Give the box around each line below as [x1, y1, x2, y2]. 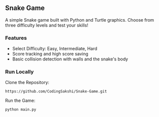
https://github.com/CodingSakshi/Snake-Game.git [5, 89, 107, 94]
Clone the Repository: [5, 80, 49, 86]
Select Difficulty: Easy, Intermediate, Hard [12, 46, 97, 52]
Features [5, 34, 27, 41]
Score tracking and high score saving [12, 51, 89, 57]
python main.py [5, 107, 37, 112]
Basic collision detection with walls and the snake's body [12, 56, 128, 62]
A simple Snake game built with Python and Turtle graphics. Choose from [5, 17, 155, 23]
